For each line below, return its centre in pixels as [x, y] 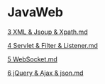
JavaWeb [35, 12]
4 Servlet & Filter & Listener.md [52, 45]
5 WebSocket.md [33, 59]
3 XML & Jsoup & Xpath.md [48, 32]
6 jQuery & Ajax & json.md [45, 73]
